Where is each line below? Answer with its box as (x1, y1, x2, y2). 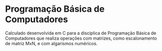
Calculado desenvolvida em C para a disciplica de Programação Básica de (5, 30, 157, 36)
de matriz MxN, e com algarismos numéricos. (5, 40, 98, 46)
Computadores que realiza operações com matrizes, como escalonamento (5, 35, 157, 41)
